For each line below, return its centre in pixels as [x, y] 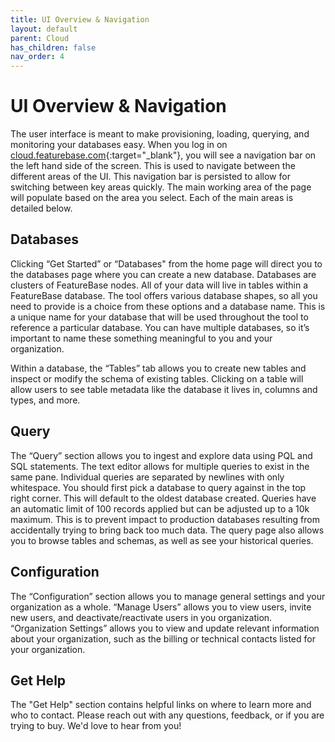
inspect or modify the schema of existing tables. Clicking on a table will [157, 378]
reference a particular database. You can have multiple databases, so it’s [160, 327]
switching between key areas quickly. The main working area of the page [161, 187]
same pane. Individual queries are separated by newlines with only [147, 477]
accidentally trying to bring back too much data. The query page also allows [167, 530]
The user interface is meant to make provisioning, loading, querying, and [160, 134]
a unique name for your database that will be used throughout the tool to [159, 317]
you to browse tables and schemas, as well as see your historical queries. [162, 540]
